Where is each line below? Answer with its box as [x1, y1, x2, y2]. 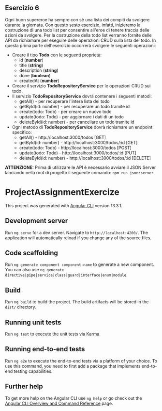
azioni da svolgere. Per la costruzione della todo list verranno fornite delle [5, 32, 152, 38]
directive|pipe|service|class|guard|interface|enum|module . [5, 272, 128, 278]
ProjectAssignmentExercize [5, 187, 119, 197]
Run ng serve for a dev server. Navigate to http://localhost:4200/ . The [5, 230, 148, 235]
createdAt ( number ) [19, 78, 59, 83]
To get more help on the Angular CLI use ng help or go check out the [5, 395, 142, 401]
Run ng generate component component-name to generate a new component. [5, 262, 155, 267]
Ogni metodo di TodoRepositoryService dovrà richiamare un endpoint [12, 124, 153, 130]
